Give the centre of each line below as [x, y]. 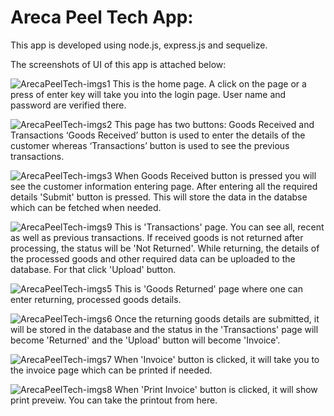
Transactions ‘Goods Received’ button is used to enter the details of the [158, 135]
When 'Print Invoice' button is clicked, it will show [216, 389]
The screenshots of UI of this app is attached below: [118, 64]
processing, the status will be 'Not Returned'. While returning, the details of [165, 248]
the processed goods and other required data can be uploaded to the [153, 258]
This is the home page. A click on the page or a [209, 83]
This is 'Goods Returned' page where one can [209, 288]
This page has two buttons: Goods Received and [214, 124]
